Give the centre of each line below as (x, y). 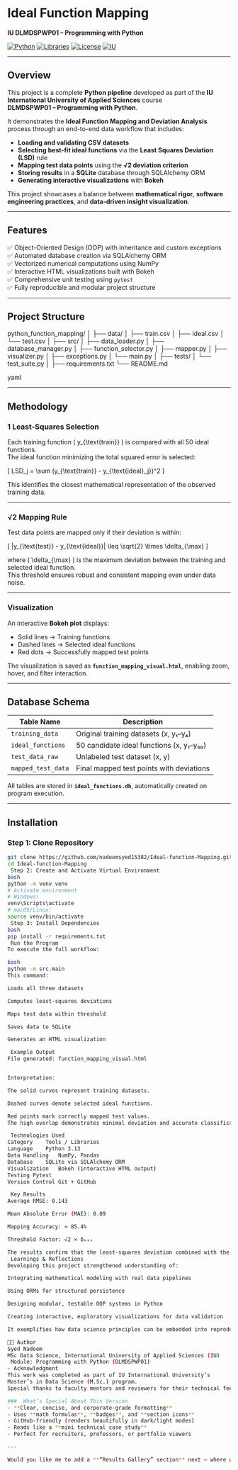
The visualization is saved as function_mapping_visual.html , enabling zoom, (119, 666)
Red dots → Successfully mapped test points (83, 652)
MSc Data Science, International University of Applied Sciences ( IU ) (114, 1355)
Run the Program (34, 943)
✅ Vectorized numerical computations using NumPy (83, 263)
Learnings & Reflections (47, 1259)
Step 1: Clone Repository (51, 843)
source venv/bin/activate (45, 917)
